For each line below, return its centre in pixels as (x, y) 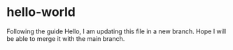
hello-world (41, 12)
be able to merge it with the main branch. (66, 38)
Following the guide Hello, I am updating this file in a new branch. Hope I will (116, 31)
